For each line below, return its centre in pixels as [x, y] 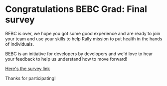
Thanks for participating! [30, 78]
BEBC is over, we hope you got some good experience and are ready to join [83, 33]
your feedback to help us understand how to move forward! [66, 59]
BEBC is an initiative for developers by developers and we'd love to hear [79, 54]
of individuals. [19, 44]
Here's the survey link [28, 69]
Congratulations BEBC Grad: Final [76, 9]
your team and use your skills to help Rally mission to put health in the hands [84, 39]
